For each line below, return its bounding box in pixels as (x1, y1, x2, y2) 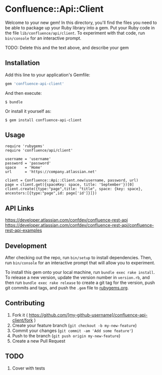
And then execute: (5, 90, 42, 96)
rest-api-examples (5, 227, 42, 233)
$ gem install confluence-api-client (5, 117, 82, 123)
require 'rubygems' (5, 144, 45, 149)
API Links (5, 204, 34, 212)
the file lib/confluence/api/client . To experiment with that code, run (5, 30, 145, 36)
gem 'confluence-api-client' (5, 81, 64, 86)
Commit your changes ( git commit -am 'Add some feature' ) (12, 328, 133, 333)
